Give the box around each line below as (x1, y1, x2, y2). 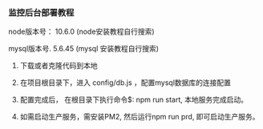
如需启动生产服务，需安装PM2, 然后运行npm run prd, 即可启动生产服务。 (19, 112, 260, 122)
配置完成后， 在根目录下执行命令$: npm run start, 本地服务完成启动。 (19, 95, 249, 105)
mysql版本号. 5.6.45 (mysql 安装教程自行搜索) (8, 44, 159, 54)
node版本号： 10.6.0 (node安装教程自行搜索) (8, 26, 155, 37)
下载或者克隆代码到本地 (19, 61, 98, 71)
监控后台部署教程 (8, 6, 75, 18)
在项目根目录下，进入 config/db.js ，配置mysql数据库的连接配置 (19, 78, 231, 87)
